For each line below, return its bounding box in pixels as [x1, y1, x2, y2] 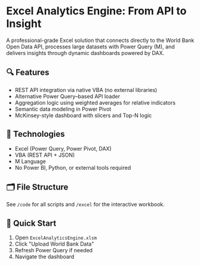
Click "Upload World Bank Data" [14, 240, 94, 247]
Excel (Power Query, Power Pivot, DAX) [14, 145, 112, 152]
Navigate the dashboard [14, 253, 75, 261]
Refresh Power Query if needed [14, 247, 93, 254]
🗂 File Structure [6, 182, 69, 192]
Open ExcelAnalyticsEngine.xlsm [14, 234, 97, 241]
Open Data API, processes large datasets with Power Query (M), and [6, 43, 175, 50]
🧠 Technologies [6, 129, 65, 139]
